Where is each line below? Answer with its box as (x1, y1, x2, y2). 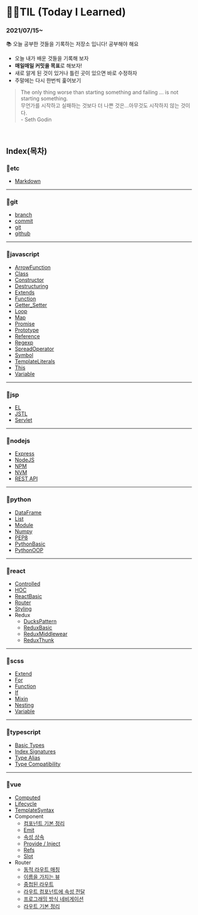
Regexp (14, 339, 34, 346)
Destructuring (14, 283, 49, 290)
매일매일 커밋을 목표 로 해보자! (14, 62, 82, 70)
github (14, 230, 31, 237)
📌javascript (6, 250, 39, 258)
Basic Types (14, 742, 45, 749)
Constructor (14, 276, 44, 283)
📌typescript (6, 728, 41, 736)
